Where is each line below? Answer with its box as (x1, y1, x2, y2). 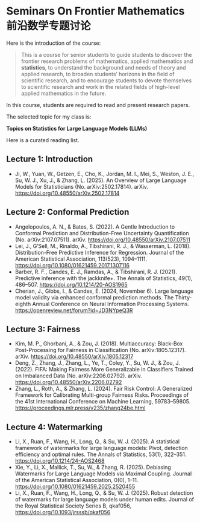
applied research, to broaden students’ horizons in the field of (20, 70, 175, 77)
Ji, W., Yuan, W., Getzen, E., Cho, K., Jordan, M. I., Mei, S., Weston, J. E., (14, 170, 195, 177)
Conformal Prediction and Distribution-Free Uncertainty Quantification (14, 229, 189, 237)
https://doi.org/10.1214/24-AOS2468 (14, 457, 105, 465)
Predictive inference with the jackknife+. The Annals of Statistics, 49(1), (14, 274, 193, 282)
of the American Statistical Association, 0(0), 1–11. (14, 477, 139, 484)
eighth (14, 300, 31, 307)
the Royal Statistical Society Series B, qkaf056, (14, 502, 131, 509)
